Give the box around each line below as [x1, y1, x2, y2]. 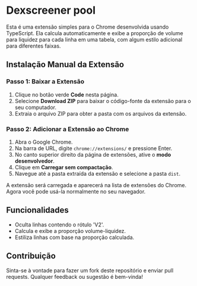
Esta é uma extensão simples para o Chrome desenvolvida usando [6, 23, 169, 30]
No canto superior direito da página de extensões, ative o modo [14, 151, 171, 158]
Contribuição [6, 251, 56, 261]
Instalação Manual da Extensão [6, 60, 125, 70]
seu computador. [14, 104, 56, 111]
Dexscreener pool [6, 4, 96, 17]
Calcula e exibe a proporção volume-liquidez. [14, 227, 126, 234]
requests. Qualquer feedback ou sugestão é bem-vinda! [6, 273, 144, 280]
